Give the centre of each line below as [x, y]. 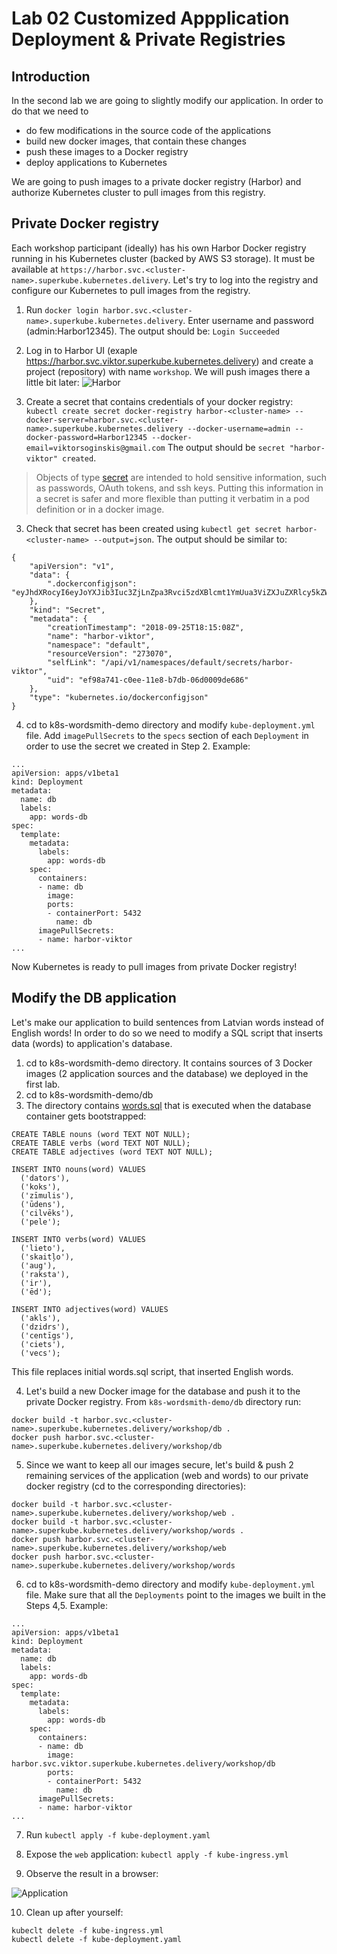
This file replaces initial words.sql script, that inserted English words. [152, 1371]
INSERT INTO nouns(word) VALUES [78, 1169]
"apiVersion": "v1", [72, 566]
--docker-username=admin [239, 428]
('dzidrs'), [45, 1327]
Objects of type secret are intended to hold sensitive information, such [181, 477]
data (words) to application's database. [92, 1043]
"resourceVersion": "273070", [110, 653]
